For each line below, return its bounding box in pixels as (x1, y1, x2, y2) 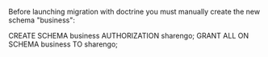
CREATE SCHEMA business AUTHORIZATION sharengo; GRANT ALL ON (8, 31, 249, 40)
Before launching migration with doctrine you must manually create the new (8, 7, 261, 16)
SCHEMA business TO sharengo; (8, 39, 119, 49)
